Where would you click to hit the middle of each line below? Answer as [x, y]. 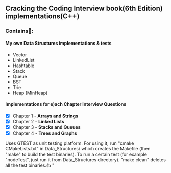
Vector [20, 55]
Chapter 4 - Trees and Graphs [45, 133]
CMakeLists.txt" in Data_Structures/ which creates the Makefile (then [78, 148]
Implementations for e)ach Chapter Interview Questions [66, 104]
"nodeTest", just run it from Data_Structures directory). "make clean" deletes [86, 159]
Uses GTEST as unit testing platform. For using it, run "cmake [70, 143]
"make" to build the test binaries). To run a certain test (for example [76, 154]
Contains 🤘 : [19, 31]
